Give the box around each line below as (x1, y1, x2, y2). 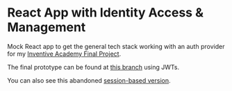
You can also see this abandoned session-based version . (7, 76, 172, 84)
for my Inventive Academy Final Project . (7, 50, 122, 58)
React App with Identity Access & (7, 5, 204, 21)
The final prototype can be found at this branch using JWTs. (7, 63, 180, 71)
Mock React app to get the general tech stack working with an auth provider (7, 42, 225, 50)
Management (7, 19, 86, 35)
